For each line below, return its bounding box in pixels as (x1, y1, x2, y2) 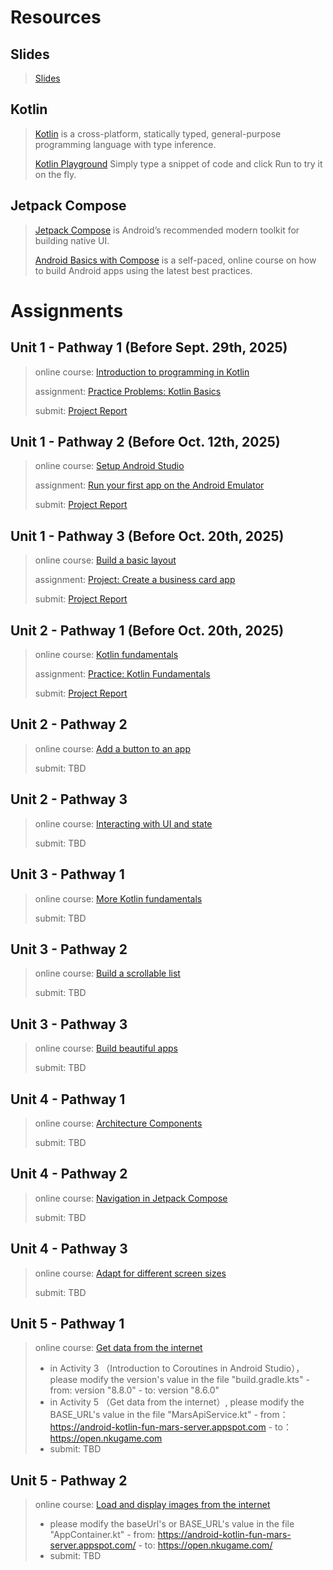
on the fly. (34, 168, 77, 180)
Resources (10, 6, 102, 29)
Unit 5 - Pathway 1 (10, 1315, 125, 1332)
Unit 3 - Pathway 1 (10, 866, 125, 883)
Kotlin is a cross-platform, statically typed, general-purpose (34, 127, 282, 140)
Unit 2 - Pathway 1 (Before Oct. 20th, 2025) (10, 622, 285, 639)
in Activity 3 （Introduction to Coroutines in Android (49, 1362, 263, 1375)
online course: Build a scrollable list (34, 967, 181, 980)
